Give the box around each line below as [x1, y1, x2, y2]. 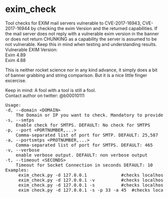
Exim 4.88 [5, 57, 26, 63]
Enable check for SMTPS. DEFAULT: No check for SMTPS [15, 122, 150, 128]
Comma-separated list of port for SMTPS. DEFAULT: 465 [15, 142, 153, 148]
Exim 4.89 [5, 51, 26, 58]
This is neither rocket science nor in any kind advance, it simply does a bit [5, 66, 157, 73]
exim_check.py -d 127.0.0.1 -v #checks [18, 177, 140, 183]
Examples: [5, 167, 29, 173]
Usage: [5, 102, 21, 108]
